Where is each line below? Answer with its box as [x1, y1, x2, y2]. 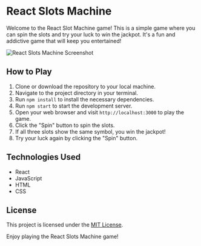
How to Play [6, 67, 53, 77]
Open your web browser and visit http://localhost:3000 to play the [15, 108, 185, 116]
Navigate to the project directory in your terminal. [15, 89, 138, 97]
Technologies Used [6, 152, 81, 162]
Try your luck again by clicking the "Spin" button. [15, 134, 138, 142]
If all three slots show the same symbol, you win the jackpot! [15, 128, 166, 135]
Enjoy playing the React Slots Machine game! [6, 233, 119, 241]
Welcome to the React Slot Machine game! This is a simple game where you [6, 24, 196, 32]
